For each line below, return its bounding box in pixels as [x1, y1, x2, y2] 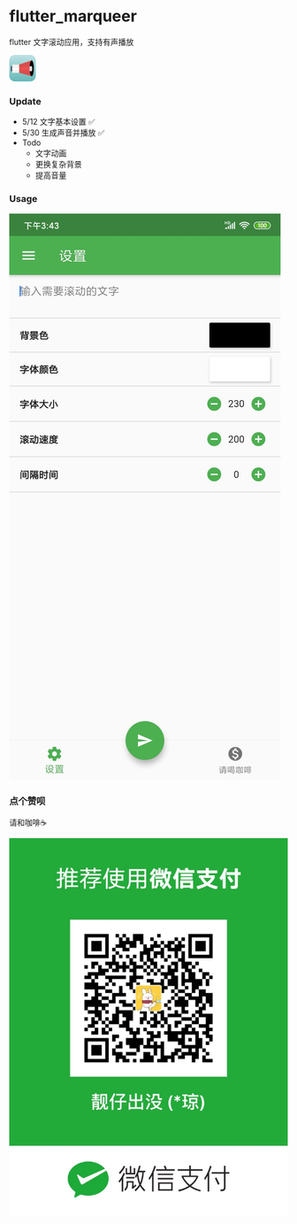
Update [9, 95, 42, 107]
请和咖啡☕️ [9, 817, 47, 828]
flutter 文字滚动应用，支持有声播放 [9, 36, 134, 47]
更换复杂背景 [34, 159, 82, 170]
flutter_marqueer [9, 6, 137, 27]
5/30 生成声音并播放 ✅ [21, 127, 105, 138]
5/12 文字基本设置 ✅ [21, 117, 95, 127]
